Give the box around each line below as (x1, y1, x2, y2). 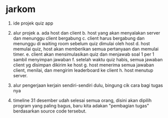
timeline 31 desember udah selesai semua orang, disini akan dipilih (13, 97, 152, 103)
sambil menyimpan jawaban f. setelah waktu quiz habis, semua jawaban (13, 56, 163, 62)
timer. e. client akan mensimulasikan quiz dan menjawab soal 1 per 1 (13, 51, 154, 57)
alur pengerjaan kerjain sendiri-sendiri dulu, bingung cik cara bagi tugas (13, 82, 163, 88)
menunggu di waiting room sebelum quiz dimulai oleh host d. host (13, 40, 150, 46)
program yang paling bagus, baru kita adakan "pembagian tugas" (13, 102, 149, 108)
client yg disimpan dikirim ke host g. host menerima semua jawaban (13, 62, 154, 68)
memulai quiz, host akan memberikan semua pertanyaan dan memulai (13, 46, 159, 52)
